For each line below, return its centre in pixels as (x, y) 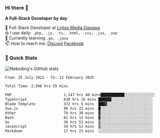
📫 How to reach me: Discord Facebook (44, 44)
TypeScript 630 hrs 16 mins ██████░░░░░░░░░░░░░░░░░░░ (79, 100)
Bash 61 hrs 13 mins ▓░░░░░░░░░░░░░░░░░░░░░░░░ (79, 118)
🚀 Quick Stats (21, 58)
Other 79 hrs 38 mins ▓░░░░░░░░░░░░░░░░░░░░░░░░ (79, 113)
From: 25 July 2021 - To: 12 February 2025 (50, 77)
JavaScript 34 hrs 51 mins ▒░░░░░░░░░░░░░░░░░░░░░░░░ (79, 127)
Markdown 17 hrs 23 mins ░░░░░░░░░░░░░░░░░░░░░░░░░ (79, 131)
